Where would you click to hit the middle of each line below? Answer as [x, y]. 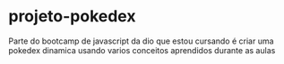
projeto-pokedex [72, 16]
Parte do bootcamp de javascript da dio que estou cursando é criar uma [141, 41]
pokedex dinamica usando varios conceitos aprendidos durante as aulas [142, 50]
